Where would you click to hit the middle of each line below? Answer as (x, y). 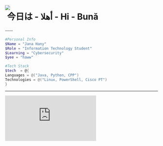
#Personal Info (20, 39)
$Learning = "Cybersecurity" (34, 53)
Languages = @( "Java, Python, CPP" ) (42, 75)
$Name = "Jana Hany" (26, 44)
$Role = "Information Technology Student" (49, 49)
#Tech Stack (17, 66)
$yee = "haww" (19, 57)
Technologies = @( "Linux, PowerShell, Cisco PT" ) (56, 80)
